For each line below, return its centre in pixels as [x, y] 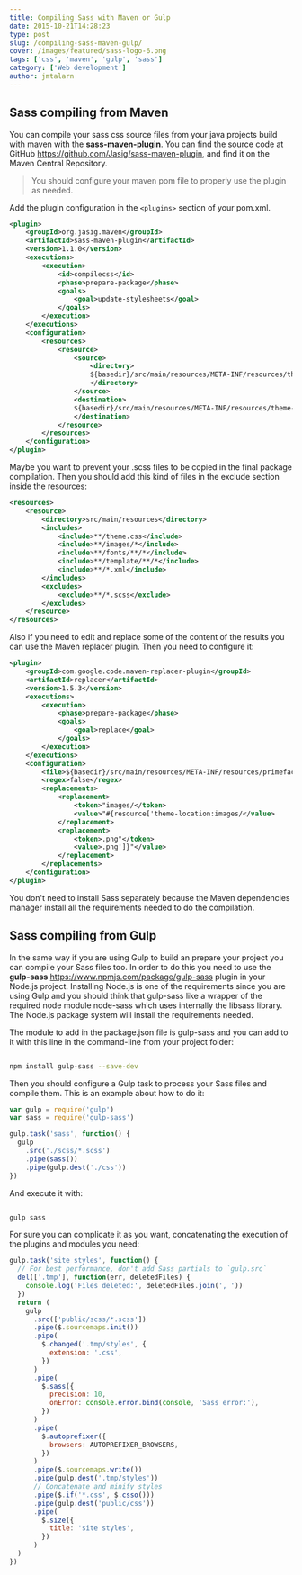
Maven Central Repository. [58, 163]
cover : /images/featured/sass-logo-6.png [88, 51]
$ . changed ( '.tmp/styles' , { [94, 1345]
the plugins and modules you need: [75, 1244]
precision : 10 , [77, 1395]
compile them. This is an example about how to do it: [107, 1093]
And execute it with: [46, 1192]
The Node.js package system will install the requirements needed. [131, 1014]
